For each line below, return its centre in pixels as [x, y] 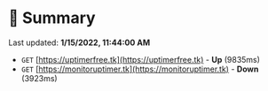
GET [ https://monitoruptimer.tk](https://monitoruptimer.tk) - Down [140, 69]
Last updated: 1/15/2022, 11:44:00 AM [79, 42]
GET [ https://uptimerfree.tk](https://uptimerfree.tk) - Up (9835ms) [141, 59]
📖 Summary [52, 18]
